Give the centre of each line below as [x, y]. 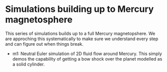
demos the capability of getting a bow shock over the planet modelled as [87, 59]
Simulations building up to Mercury [80, 9]
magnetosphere [39, 20]
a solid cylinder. [28, 64]
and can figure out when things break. [44, 44]
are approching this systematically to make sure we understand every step [82, 39]
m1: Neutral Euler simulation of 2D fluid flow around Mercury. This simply [87, 54]
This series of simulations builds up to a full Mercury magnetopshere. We [80, 33]
